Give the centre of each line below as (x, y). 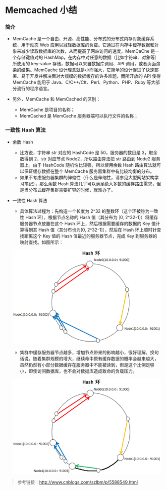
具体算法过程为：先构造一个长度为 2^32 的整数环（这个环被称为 (84, 211)
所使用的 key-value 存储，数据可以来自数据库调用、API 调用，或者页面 (84, 64)
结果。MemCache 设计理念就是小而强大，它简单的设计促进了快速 (88, 70)
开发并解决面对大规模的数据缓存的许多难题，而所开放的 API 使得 (95, 76)
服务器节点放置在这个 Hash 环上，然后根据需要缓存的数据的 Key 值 (88, 223)
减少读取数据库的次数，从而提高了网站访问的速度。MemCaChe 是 (88, 51)
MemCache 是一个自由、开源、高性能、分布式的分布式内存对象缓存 (81, 39)
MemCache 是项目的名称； (47, 110)
